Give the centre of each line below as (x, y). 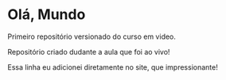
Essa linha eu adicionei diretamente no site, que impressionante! (113, 67)
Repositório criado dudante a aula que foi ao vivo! (89, 51)
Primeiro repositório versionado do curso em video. (92, 36)
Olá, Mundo (47, 15)
